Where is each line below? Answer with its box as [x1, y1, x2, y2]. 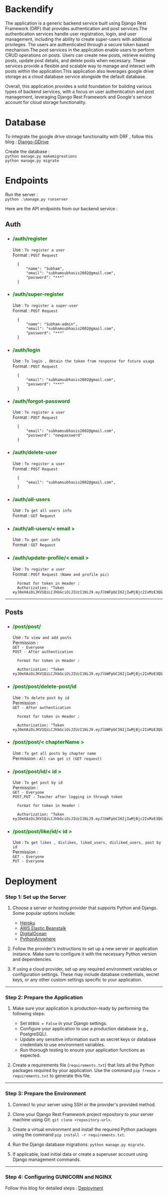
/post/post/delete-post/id [12, 683, 76, 690]
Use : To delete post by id [12, 694, 69, 700]
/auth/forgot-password [12, 398, 70, 405]
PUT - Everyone [12, 859, 44, 864]
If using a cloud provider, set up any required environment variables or [12, 966, 157, 972]
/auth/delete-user [12, 449, 57, 456]
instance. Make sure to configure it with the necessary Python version [12, 950, 157, 957]
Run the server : [5, 191, 38, 197]
